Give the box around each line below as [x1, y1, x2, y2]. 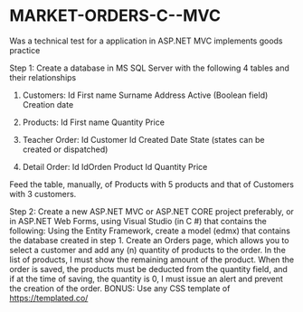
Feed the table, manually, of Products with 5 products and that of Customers [9, 178, 294, 190]
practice [9, 44, 41, 55]
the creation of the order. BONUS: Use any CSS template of [9, 282, 231, 294]
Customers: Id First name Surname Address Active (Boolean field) [22, 90, 269, 100]
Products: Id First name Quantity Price [22, 117, 166, 128]
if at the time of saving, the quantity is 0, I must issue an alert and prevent [9, 273, 283, 284]
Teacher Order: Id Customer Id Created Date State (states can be [22, 134, 265, 145]
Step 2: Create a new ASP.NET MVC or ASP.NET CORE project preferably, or [9, 205, 294, 217]
